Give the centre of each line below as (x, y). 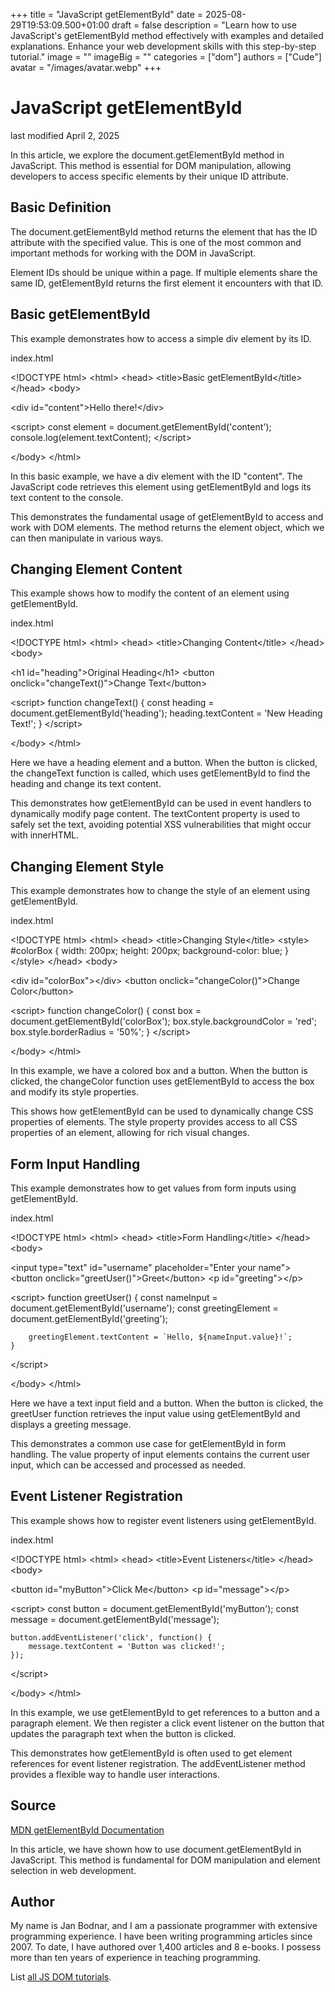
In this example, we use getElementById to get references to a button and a (165, 1712)
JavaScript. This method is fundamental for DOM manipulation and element (165, 1860)
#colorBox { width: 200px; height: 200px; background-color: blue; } (149, 951)
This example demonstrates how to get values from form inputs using (153, 1188)
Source (33, 1805)
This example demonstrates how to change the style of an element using (160, 891)
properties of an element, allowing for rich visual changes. (130, 1133)
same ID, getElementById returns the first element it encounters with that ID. (167, 283)
